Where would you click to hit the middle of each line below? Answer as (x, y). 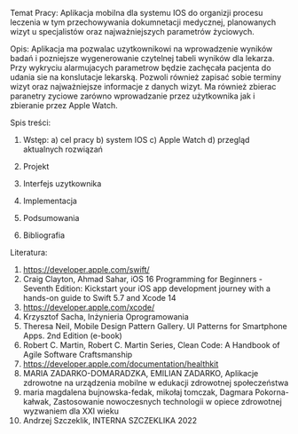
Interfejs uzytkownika (62, 184)
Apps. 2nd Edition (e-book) (72, 335)
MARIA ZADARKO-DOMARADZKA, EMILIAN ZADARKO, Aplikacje (141, 373)
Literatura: (29, 253)
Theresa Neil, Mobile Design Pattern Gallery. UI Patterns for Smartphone (155, 326)
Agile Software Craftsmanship (78, 355)
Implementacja (50, 201)
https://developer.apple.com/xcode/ (89, 307)
